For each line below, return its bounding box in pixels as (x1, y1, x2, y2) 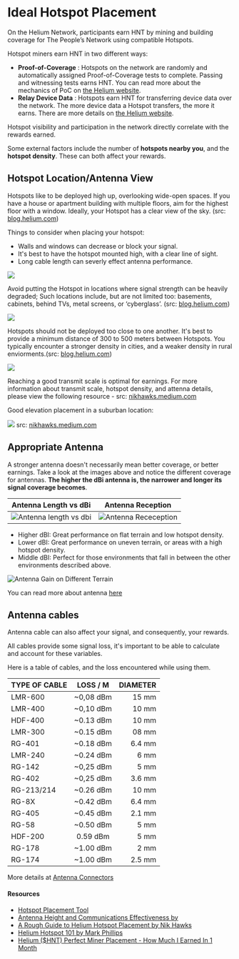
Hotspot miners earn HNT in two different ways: (7, 49, 148, 58)
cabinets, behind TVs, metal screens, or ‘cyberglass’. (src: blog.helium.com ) (7, 299, 230, 308)
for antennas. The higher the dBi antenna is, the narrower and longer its (7, 475, 223, 484)
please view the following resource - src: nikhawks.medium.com (7, 392, 197, 400)
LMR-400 (11, 704, 45, 714)
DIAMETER (118, 680, 157, 690)
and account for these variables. (7, 650, 103, 658)
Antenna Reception (104, 500, 172, 510)
